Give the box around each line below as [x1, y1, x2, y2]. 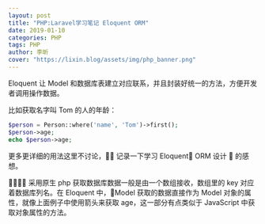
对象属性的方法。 [14, 207, 71, 217]
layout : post [8, 11, 51, 20]
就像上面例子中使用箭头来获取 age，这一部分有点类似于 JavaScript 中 [21, 197, 248, 207]
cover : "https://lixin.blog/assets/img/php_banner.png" [8, 56, 196, 64]
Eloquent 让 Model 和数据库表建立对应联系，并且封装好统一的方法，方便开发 [8, 78, 258, 88]
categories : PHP [8, 33, 62, 42]
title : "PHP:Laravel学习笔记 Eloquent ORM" [8, 19, 149, 27]
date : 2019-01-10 [8, 26, 66, 34]
